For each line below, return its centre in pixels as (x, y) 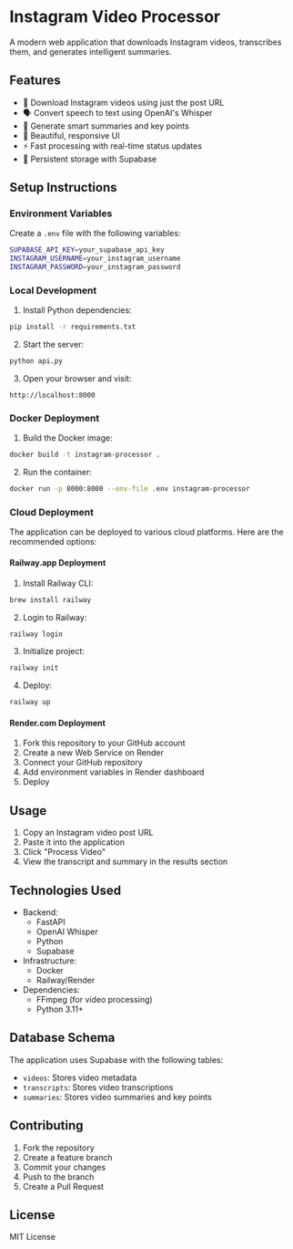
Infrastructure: (50, 961)
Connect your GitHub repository (82, 763)
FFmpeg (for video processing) (94, 999)
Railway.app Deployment (58, 563)
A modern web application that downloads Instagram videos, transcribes (146, 42)
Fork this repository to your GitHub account (104, 743)
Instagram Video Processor (115, 17)
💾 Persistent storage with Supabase (90, 159)
